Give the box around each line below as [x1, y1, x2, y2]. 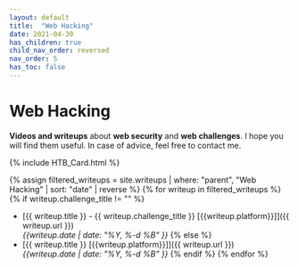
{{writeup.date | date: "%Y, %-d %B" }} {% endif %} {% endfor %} [21, 248, 269, 259]
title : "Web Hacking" [9, 21, 94, 30]
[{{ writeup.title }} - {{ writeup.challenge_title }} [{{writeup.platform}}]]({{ [21, 210, 290, 221]
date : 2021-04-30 [9, 29, 74, 38]
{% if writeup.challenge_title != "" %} [9, 193, 145, 204]
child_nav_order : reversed [9, 46, 110, 55]
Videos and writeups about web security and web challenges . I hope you [9, 130, 284, 141]
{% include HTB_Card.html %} [9, 157, 120, 167]
